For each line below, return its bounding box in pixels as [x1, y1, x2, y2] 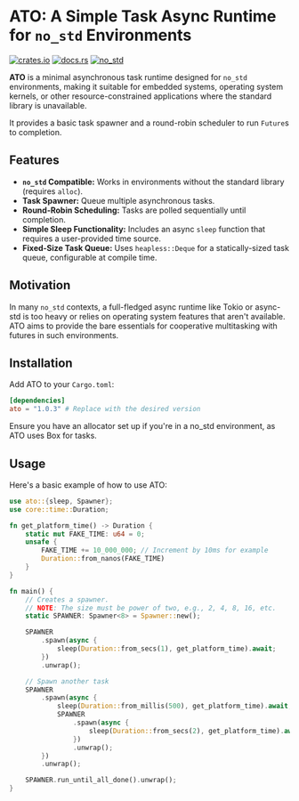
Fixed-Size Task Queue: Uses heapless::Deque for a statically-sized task [21, 242, 289, 253]
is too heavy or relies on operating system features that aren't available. [22, 311, 287, 321]
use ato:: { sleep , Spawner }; [9, 497, 114, 506]
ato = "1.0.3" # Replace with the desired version [9, 405, 201, 414]
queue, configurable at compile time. [21, 252, 158, 263]
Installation [9, 355, 73, 370]
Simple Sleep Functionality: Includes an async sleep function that [21, 223, 265, 234]
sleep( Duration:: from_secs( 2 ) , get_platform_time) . [88, 726, 285, 735]
